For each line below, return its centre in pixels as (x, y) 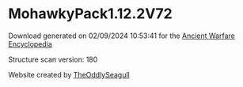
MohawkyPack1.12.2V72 (90, 14)
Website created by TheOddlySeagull (69, 74)
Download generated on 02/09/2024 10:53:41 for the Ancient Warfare (121, 36)
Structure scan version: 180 (53, 59)
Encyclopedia (30, 43)
